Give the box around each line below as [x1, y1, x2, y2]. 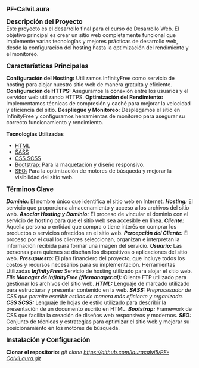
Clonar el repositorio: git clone [6, 348, 82, 355]
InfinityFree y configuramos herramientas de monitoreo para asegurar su [6, 113, 185, 120]
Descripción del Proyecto [6, 18, 83, 26]
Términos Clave [6, 185, 54, 193]
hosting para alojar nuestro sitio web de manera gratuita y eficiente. [6, 81, 173, 88]
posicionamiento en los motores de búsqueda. [6, 325, 120, 331]
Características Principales [6, 62, 89, 70]
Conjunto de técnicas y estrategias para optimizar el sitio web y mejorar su [6, 318, 190, 325]
